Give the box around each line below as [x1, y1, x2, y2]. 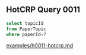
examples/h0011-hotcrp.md [6, 42, 73, 49]
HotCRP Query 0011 [6, 5, 80, 15]
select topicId [6, 20, 44, 26]
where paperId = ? [6, 31, 46, 37]
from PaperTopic [6, 26, 46, 32]
